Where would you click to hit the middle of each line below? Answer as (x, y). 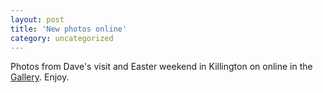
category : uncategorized (62, 38)
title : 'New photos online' (69, 29)
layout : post (37, 19)
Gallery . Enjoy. (40, 77)
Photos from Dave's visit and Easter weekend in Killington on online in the (161, 67)
